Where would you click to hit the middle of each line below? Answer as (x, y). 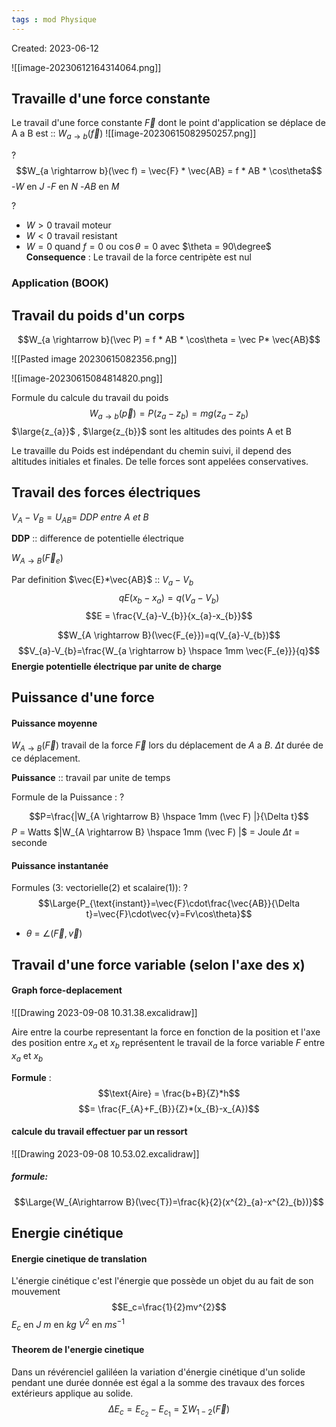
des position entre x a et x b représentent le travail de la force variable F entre (168, 1043)
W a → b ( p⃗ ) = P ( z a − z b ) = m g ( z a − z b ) (169, 414)
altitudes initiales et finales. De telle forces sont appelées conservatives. (160, 461)
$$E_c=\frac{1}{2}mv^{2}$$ (169, 1307)
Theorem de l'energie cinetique (78, 1350)
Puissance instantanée (60, 865)
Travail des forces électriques (106, 492)
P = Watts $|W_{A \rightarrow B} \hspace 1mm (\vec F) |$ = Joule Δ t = (156, 832)
